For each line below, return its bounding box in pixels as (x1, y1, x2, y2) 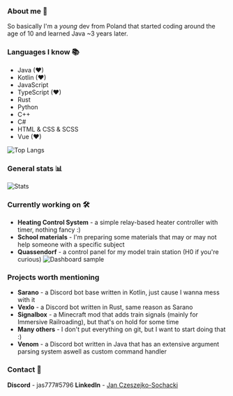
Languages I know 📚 (7, 47, 80, 57)
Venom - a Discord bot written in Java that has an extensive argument (17, 340, 220, 349)
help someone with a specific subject (17, 240, 125, 249)
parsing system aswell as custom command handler (17, 347, 167, 356)
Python (17, 102, 38, 111)
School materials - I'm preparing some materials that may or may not (17, 233, 217, 241)
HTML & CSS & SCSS (17, 125, 79, 133)
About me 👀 (7, 6, 47, 16)
